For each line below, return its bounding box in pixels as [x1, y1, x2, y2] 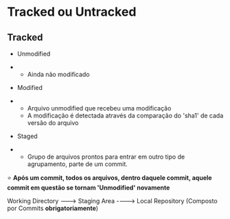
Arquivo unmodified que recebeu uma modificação [27, 104, 172, 112]
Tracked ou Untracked [7, 4, 137, 20]
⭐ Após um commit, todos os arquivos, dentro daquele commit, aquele [7, 174, 212, 182]
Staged [16, 132, 38, 140]
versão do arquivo [27, 119, 79, 127]
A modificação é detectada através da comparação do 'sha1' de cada [27, 111, 224, 119]
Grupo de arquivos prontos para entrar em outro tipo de [27, 152, 185, 161]
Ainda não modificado [27, 70, 90, 78]
